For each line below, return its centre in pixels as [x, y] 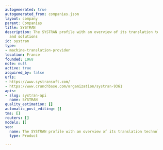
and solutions [24, 37]
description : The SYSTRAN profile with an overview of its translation [79, 32]
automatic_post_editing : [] [33, 109]
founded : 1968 [19, 59]
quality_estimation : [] [29, 104]
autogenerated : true [26, 9]
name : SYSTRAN [24, 100]
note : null [16, 64]
